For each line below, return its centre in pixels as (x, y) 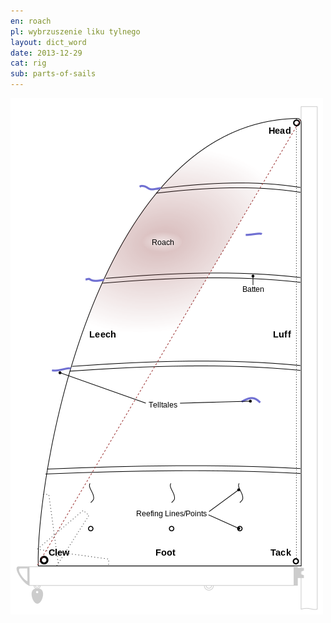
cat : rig (28, 63)
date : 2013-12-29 (46, 53)
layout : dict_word (48, 42)
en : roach (31, 21)
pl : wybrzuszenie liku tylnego (75, 31)
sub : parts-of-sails (53, 74)
